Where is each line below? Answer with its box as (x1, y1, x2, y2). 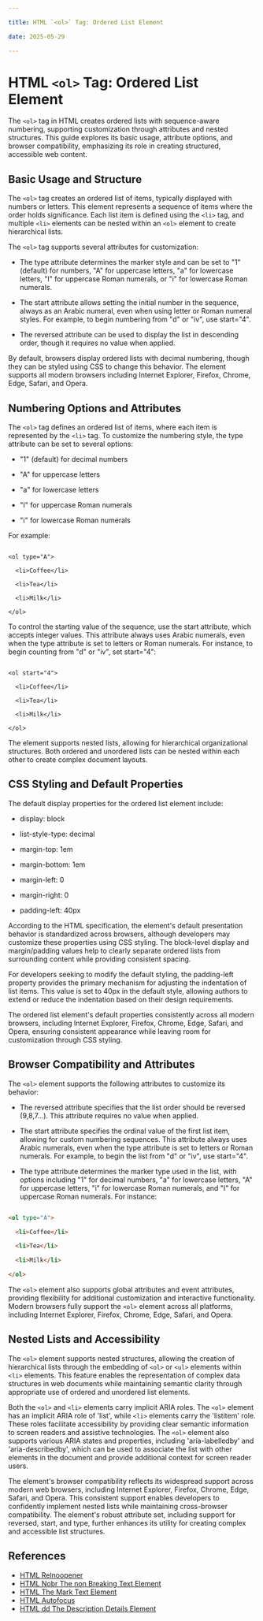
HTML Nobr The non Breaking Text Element (19, 1578, 161, 1588)
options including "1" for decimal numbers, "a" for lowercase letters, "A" (19, 1175, 254, 1184)
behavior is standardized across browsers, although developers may (8, 929, 231, 939)
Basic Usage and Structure (8, 173, 143, 186)
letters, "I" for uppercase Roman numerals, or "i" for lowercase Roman (19, 274, 248, 284)
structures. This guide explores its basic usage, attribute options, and (8, 133, 233, 143)
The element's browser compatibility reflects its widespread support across (8, 1476, 254, 1485)
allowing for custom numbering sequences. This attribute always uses (19, 1134, 247, 1143)
